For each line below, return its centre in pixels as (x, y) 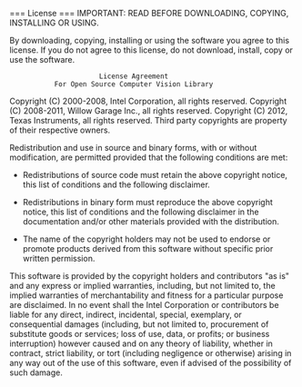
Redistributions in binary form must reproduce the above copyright (147, 202)
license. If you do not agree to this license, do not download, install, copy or (151, 50)
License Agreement (134, 76)
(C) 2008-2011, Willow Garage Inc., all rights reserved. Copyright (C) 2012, (149, 111)
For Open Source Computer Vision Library (134, 84)
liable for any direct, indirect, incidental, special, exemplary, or (126, 314)
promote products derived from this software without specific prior (148, 248)
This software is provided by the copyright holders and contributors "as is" (149, 276)
